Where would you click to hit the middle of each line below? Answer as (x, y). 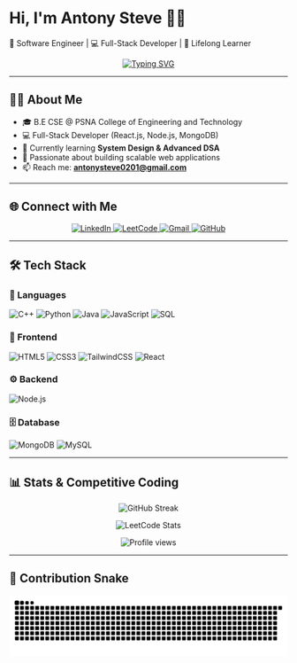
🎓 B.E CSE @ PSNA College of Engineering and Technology (132, 121)
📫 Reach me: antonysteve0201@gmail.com (104, 167)
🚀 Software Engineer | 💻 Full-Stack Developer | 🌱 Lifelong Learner (130, 43)
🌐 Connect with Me (63, 207)
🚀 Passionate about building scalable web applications (121, 157)
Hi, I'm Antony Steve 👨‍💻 (98, 18)
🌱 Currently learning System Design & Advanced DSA (121, 148)
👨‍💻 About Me (46, 100)
